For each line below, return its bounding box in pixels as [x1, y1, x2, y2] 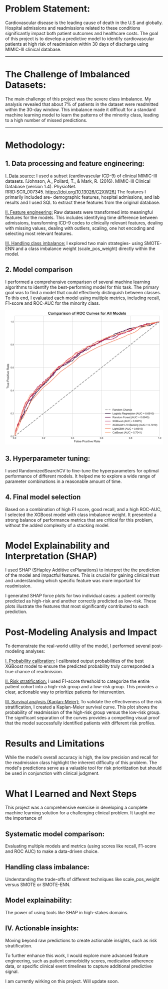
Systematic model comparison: [5, 829, 105, 838]
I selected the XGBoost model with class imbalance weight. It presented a [5, 512, 156, 518]
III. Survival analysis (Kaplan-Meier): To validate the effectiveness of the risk [5, 699, 162, 705]
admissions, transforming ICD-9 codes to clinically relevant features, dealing [5, 219, 163, 226]
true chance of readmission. [5, 669, 63, 675]
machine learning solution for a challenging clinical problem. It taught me [5, 810, 155, 816]
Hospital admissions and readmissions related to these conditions [5, 25, 140, 31]
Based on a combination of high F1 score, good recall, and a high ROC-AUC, [5, 506, 162, 512]
